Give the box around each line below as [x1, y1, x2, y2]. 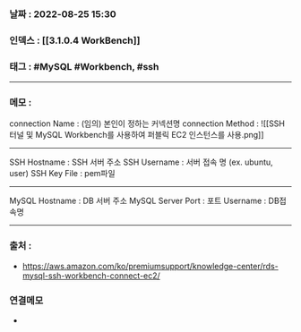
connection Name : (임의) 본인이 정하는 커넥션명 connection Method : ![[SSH [9, 118, 285, 129]
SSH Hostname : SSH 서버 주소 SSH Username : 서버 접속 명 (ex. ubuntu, [9, 157, 273, 167]
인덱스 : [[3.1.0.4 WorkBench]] [9, 34, 141, 47]
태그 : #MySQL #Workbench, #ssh [9, 60, 159, 72]
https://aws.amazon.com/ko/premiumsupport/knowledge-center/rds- [21, 260, 279, 271]
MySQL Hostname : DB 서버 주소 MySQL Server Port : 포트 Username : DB [9, 195, 279, 207]
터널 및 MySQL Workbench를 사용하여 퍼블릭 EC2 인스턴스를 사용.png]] [9, 130, 264, 140]
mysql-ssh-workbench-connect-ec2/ [21, 270, 161, 281]
